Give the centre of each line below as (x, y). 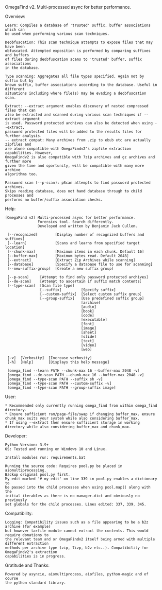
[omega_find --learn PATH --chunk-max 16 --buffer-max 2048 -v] (73, 371)
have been (15, 47)
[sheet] (89, 332)
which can (15, 30)
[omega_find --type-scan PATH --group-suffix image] (62, 388)
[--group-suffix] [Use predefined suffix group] (92, 298)
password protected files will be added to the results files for (73, 132)
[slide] (89, 337)
